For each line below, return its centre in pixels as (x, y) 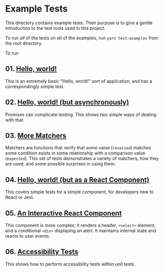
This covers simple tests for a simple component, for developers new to (79, 192)
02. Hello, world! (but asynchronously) (67, 102)
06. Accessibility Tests (42, 252)
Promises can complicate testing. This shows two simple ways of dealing (81, 115)
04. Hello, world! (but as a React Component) (77, 180)
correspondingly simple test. (35, 86)
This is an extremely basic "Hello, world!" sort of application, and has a (79, 81)
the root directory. (24, 43)
